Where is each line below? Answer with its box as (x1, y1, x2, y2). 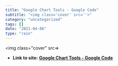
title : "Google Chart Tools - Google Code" (5, 7, 99, 13)
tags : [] (5, 21, 24, 27)
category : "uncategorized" (5, 17, 63, 22)
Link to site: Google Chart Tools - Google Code (12, 55, 113, 61)
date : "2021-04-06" (5, 26, 47, 31)
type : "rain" (5, 31, 33, 36)
